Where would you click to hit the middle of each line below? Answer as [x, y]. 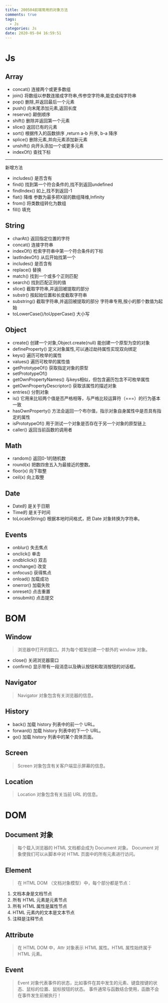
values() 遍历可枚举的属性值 [41, 361]
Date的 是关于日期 [31, 506]
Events [16, 535]
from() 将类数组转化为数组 [39, 203]
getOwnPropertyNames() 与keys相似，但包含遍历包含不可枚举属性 [81, 379]
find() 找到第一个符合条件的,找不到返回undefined [63, 184]
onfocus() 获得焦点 [32, 573]
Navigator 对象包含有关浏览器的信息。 [56, 695]
